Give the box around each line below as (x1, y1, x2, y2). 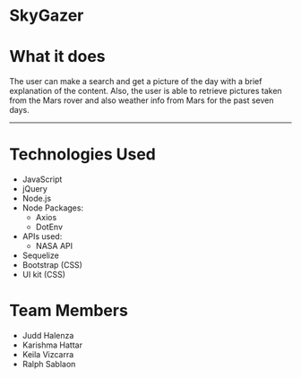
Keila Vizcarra (21, 349, 74, 359)
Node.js (21, 193, 52, 204)
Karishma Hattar (21, 339, 83, 350)
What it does (9, 47, 106, 67)
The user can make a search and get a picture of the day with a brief (9, 76, 262, 87)
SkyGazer (9, 5, 84, 26)
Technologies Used (9, 144, 157, 165)
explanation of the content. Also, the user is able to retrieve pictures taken (9, 86, 282, 97)
